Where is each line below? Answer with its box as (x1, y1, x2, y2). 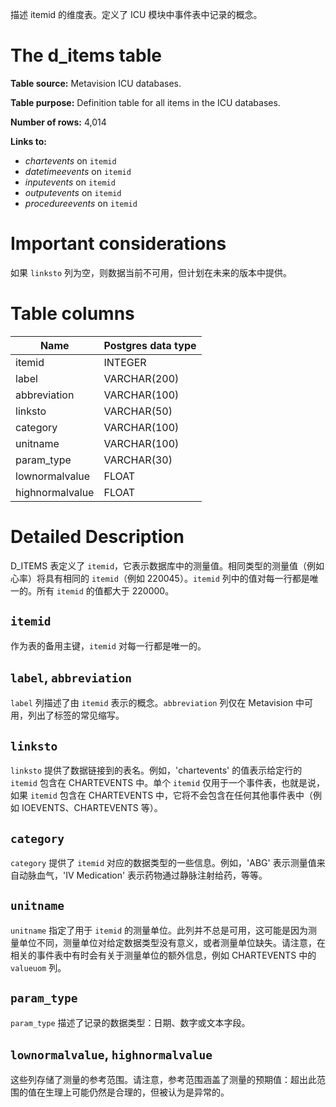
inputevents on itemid (24, 176, 116, 188)
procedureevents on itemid (24, 197, 138, 209)
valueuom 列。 (10, 961, 67, 973)
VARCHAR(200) (103, 371, 180, 385)
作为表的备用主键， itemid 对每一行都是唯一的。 (10, 639, 207, 652)
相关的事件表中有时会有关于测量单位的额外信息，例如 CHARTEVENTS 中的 (10, 949, 317, 961)
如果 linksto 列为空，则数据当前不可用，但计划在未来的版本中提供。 (10, 266, 292, 278)
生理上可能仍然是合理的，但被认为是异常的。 (44, 1086, 230, 1098)
